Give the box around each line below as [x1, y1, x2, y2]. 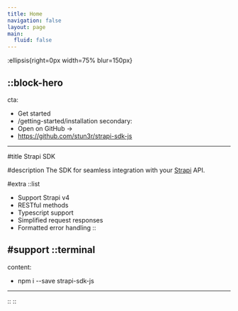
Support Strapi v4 [17, 193, 70, 202]
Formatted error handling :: [17, 223, 97, 232]
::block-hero [7, 77, 64, 89]
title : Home [7, 10, 42, 18]
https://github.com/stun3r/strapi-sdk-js [17, 132, 132, 140]
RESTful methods [17, 200, 69, 209]
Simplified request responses [17, 215, 103, 224]
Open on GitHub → [17, 124, 73, 132]
